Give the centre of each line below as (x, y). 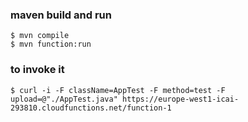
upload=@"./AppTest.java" (64, 99)
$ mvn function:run (51, 44)
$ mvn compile (40, 36)
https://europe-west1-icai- (180, 99)
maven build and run (61, 15)
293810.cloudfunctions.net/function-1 (91, 108)
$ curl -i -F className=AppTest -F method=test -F (118, 90)
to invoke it (37, 70)
